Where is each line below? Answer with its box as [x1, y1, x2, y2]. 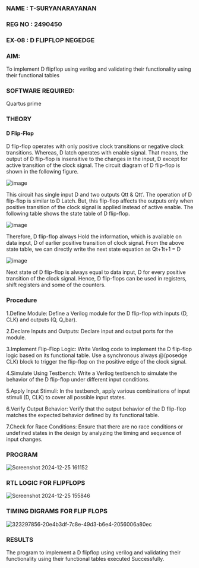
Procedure [6, 296, 37, 304]
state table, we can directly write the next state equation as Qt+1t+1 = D [6, 245, 181, 253]
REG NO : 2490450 [6, 20, 62, 28]
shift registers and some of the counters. [6, 281, 106, 289]
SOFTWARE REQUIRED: [6, 86, 75, 94]
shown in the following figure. [6, 168, 79, 175]
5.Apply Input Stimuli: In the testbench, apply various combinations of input [6, 387, 190, 395]
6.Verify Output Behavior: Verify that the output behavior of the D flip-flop [6, 405, 187, 412]
